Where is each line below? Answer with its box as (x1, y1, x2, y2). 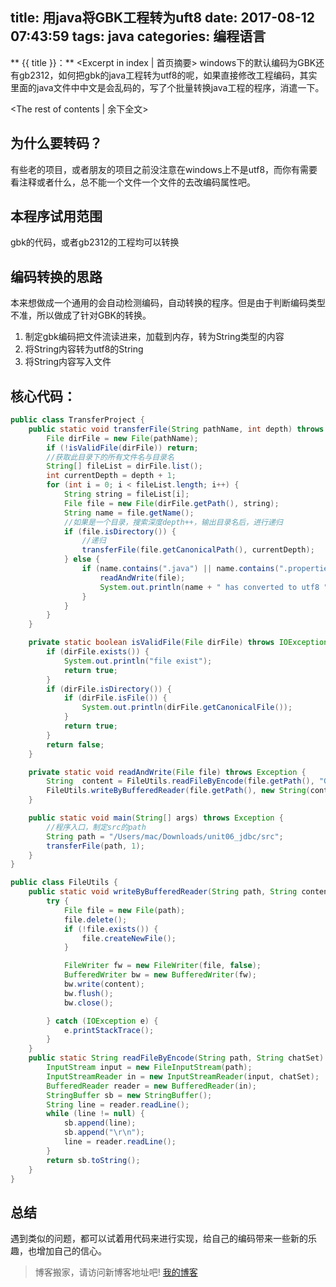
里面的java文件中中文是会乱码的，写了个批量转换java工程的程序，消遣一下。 (10, 81, 325, 93)
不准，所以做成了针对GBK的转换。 (10, 309, 152, 322)
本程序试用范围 (10, 208, 103, 225)
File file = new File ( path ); (63, 905, 186, 915)
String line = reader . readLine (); (46, 1099, 190, 1110)
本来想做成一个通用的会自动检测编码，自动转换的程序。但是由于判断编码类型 (10, 297, 326, 309)
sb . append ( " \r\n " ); (63, 1128, 145, 1138)
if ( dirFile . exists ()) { (46, 647, 150, 657)
